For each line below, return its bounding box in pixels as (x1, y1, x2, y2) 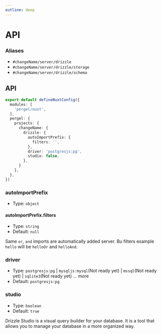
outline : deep (5, 7, 35, 13)
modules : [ (10, 102, 33, 107)
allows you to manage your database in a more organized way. (5, 323, 135, 329)
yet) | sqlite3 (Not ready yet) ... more (12, 273, 89, 279)
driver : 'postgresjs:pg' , (27, 149, 82, 154)
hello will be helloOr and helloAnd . (5, 244, 78, 250)
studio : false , (27, 153, 59, 159)
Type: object (12, 200, 39, 206)
